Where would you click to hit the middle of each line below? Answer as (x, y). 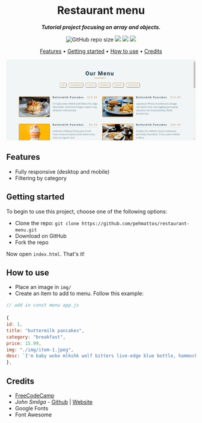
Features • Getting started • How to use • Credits (101, 51)
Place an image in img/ (43, 287)
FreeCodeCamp (35, 396)
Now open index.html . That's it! (46, 254)
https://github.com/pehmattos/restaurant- (136, 224)
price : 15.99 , (24, 343)
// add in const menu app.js (43, 305)
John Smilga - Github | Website (54, 402)
